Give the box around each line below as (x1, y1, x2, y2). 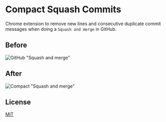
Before (5, 41, 27, 50)
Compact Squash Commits (5, 4, 122, 15)
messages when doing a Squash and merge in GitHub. (5, 26, 116, 32)
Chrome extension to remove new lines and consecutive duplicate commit (5, 21, 161, 27)
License (5, 97, 31, 106)
